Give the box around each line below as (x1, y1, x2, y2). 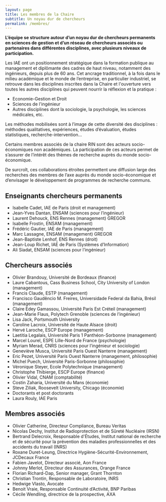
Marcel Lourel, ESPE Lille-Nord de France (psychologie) (12, 337, 126, 343)
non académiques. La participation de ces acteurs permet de (34, 147, 159, 152)
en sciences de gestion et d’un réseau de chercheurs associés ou (5, 40, 143, 46)
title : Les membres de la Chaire (5, 12, 74, 17)
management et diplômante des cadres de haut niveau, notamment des (5, 65, 151, 71)
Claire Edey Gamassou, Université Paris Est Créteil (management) (12, 305, 147, 312)
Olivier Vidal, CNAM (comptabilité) (12, 374, 83, 380)
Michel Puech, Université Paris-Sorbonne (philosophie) (12, 358, 125, 364)
